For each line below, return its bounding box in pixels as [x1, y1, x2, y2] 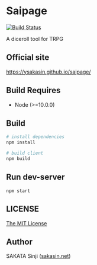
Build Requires [6, 85, 61, 95]
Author [6, 237, 33, 247]
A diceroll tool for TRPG [6, 35, 64, 42]
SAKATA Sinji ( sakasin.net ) [6, 253, 71, 260]
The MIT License [6, 219, 47, 226]
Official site [6, 52, 50, 63]
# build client [6, 150, 44, 157]
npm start [6, 188, 31, 194]
